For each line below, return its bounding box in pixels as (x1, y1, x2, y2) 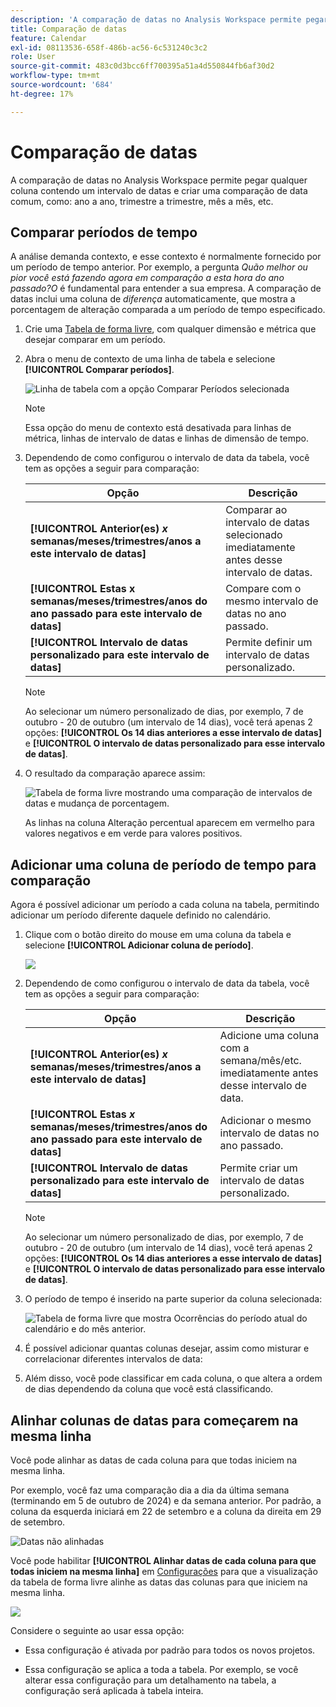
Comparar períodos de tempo (10, 224, 198, 241)
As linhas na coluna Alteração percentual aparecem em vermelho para (24, 817, 315, 829)
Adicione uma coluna (219, 1029, 320, 1043)
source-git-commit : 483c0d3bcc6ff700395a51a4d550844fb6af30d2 (10, 61, 275, 71)
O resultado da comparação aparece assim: (24, 767, 206, 780)
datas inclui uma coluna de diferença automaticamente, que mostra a (10, 293, 296, 305)
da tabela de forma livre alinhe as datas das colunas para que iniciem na (10, 1576, 308, 1588)
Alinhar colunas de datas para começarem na (10, 1412, 299, 1429)
